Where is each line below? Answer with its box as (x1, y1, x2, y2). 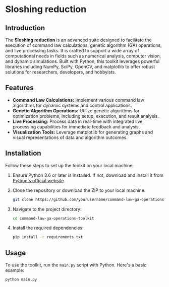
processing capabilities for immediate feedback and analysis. (12, 123, 140, 129)
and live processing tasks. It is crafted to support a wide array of (5, 48, 140, 53)
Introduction (5, 24, 45, 32)
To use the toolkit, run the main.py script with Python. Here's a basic (5, 262, 147, 268)
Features (5, 84, 34, 92)
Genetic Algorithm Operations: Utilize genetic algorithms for (12, 107, 140, 114)
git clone (12, 197, 34, 202)
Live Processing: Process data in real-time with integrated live (12, 118, 143, 124)
